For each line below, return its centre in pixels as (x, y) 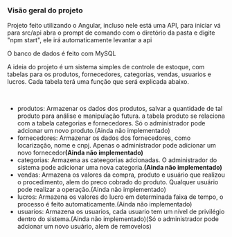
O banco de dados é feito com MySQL (62, 53)
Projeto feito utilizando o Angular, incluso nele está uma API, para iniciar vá (114, 26)
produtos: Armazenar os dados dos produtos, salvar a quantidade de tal (120, 109)
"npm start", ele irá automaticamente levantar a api (80, 40)
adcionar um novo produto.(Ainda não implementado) (94, 131)
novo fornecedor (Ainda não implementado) (80, 153)
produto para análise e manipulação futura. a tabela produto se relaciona (121, 116)
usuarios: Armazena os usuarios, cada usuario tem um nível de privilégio (121, 212)
